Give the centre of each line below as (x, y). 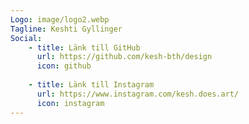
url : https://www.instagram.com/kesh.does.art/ (138, 94)
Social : (26, 38)
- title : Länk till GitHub (84, 47)
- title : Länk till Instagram (91, 85)
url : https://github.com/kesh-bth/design (124, 57)
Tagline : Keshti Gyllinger (66, 29)
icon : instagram (70, 103)
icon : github (64, 66)
